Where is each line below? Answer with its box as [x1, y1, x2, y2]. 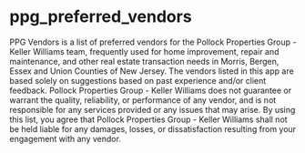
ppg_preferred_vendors [9, 6, 193, 27]
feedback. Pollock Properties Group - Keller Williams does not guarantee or [9, 85, 292, 96]
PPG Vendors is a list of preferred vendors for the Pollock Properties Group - [9, 36, 297, 47]
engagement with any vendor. [9, 133, 121, 144]
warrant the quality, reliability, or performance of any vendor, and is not [9, 94, 277, 106]
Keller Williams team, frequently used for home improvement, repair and [9, 46, 280, 56]
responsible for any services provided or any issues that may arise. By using [9, 104, 296, 115]
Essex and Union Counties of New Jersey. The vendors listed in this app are [9, 66, 294, 76]
